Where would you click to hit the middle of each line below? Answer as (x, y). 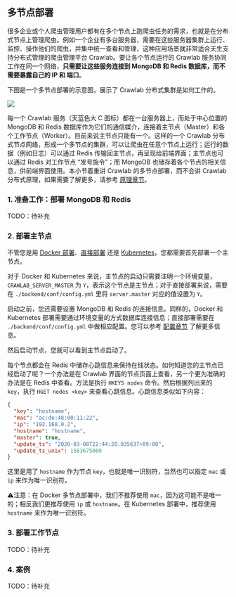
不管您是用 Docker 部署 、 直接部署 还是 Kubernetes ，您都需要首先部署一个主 (118, 252)
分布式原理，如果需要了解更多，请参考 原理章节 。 (79, 179)
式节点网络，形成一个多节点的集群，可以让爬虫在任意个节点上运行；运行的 (115, 144)
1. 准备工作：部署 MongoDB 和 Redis (69, 199)
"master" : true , (37, 437)
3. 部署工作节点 (33, 533)
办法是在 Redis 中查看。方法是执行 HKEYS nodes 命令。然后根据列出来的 (110, 383)
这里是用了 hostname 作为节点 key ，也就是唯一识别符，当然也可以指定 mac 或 (117, 471)
